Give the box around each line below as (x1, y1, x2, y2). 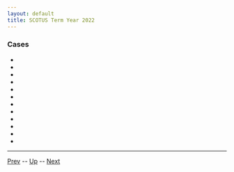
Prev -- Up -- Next (7, 157, 61, 165)
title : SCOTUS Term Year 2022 (7, 17, 95, 24)
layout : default (7, 10, 54, 17)
